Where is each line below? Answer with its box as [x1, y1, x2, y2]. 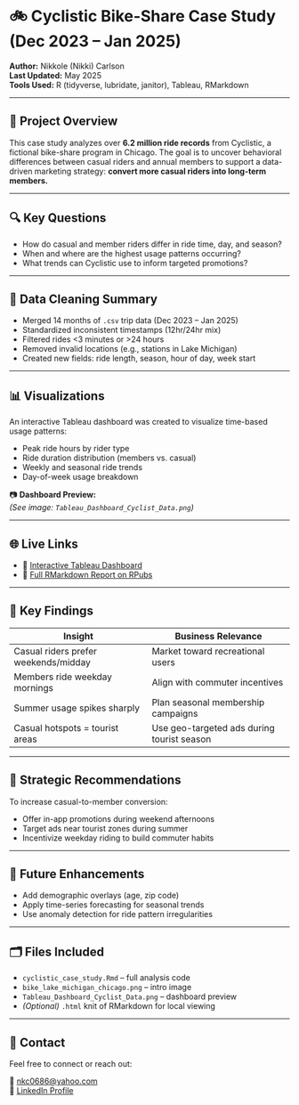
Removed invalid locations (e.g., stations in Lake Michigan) [21, 344, 238, 354]
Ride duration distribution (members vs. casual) [21, 452, 197, 463]
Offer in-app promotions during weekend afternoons [21, 813, 215, 824]
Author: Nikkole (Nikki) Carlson [9, 61, 125, 71]
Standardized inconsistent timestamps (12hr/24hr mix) [21, 325, 222, 336]
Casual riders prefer [13, 645, 98, 657]
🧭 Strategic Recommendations [9, 773, 182, 788]
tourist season [151, 733, 212, 745]
